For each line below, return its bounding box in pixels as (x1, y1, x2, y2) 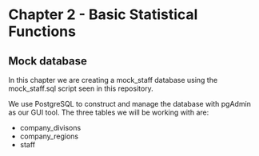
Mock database (8, 54, 88, 68)
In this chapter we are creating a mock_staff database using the (8, 76, 218, 84)
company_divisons (19, 123, 82, 132)
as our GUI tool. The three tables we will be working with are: (8, 107, 209, 117)
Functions (8, 22, 76, 41)
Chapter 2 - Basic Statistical (8, 6, 198, 24)
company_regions (19, 131, 78, 141)
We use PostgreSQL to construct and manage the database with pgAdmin (8, 99, 252, 108)
